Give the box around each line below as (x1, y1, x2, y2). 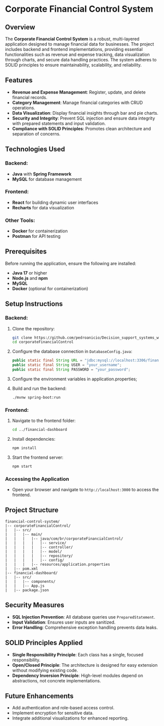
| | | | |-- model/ (5, 549, 62, 554)
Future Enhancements (5, 692, 74, 700)
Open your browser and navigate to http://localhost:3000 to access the (12, 487, 159, 493)
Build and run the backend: (12, 385, 67, 391)
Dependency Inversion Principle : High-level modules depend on (12, 673, 143, 678)
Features (5, 76, 33, 84)
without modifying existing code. (12, 667, 78, 673)
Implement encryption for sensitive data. (12, 710, 94, 716)
